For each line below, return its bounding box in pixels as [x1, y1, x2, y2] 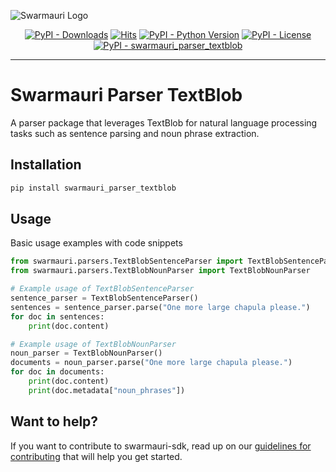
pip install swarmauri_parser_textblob [10, 183, 177, 193]
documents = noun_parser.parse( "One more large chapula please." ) [10, 358, 293, 368]
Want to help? [10, 413, 99, 430]
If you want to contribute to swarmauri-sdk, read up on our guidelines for [10, 440, 312, 452]
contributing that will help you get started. [10, 450, 183, 462]
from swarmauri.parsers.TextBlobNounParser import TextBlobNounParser [10, 266, 311, 276]
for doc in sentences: [10, 311, 105, 322]
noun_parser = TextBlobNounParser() [10, 348, 163, 359]
